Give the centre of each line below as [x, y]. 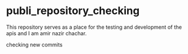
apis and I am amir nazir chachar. [46, 33]
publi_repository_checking [73, 11]
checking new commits [35, 45]
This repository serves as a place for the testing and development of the [94, 27]
